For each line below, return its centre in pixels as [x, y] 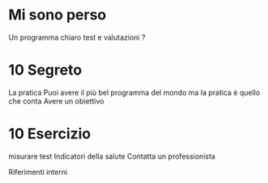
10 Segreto [45, 70]
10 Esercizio [50, 134]
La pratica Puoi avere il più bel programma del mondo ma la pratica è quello [134, 92]
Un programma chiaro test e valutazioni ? [77, 37]
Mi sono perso [57, 15]
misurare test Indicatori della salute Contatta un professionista [112, 156]
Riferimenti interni [38, 172]
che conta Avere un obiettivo [56, 101]
